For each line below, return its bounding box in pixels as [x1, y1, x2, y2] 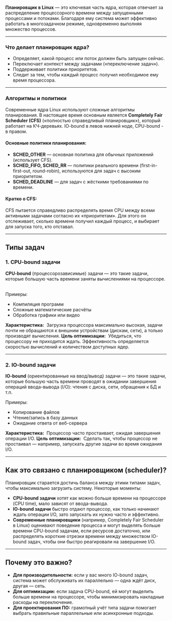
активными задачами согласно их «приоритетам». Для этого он [5, 213, 146, 218]
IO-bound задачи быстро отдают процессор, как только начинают [12, 506, 160, 512]
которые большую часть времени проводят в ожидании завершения [5, 378, 157, 384]
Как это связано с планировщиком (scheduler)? [5, 466, 167, 475]
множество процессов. [5, 26, 57, 32]
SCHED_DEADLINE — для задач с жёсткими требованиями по [12, 178, 149, 185]
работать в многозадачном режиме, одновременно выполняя [5, 21, 142, 27]
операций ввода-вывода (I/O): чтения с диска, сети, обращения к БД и [5, 384, 161, 390]
